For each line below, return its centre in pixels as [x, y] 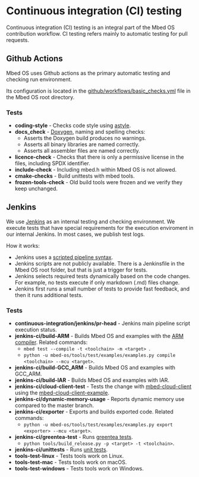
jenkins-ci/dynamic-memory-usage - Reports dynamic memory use [99, 399]
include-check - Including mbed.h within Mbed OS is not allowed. [96, 170]
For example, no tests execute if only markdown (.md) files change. [97, 282]
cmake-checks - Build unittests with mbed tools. [75, 176]
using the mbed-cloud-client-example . [62, 393]
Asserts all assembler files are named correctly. [82, 151]
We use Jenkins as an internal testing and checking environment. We [91, 222]
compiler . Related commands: [51, 342]
